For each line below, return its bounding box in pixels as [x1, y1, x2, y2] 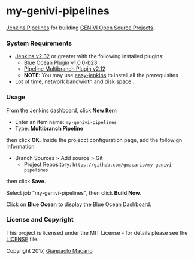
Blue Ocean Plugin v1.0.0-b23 [23, 59, 98, 66]
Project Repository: [23, 161, 71, 168]
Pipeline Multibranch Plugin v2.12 [23, 65, 106, 72]
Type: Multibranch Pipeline [14, 125, 84, 132]
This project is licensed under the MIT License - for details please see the [6, 229, 188, 236]
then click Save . [6, 177, 46, 185]
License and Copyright [6, 216, 74, 224]
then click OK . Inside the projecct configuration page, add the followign [6, 136, 183, 143]
